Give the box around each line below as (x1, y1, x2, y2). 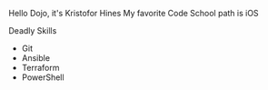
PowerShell (21, 72, 65, 83)
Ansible (21, 53, 51, 63)
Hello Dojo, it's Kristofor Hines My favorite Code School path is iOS (8, 8, 260, 18)
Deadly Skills (8, 25, 57, 35)
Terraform (21, 63, 60, 73)
